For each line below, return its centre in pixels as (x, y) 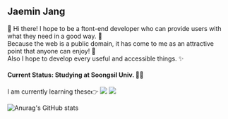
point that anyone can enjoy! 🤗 (52, 51)
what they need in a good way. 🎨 (55, 36)
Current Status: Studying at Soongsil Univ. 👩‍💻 (76, 75)
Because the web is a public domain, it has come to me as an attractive (110, 43)
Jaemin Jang (36, 12)
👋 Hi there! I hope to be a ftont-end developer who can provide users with (114, 28)
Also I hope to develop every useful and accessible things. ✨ (96, 58)
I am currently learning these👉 (53, 92)
